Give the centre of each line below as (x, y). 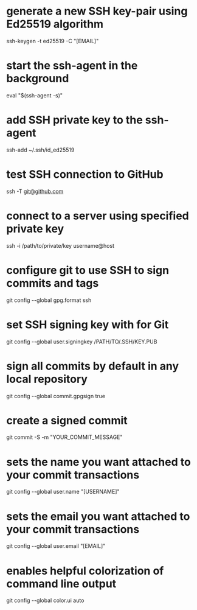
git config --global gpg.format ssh (49, 300)
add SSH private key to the (74, 120)
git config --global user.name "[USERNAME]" (63, 492)
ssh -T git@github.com (35, 191)
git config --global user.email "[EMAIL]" (56, 546)
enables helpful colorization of (85, 571)
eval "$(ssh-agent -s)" (34, 95)
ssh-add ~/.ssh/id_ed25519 (40, 150)
